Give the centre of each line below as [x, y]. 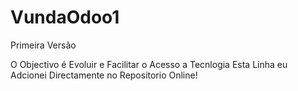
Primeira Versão [43, 45]
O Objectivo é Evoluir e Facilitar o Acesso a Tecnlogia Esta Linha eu [149, 64]
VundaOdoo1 [65, 17]
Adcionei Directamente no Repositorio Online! [104, 75]
